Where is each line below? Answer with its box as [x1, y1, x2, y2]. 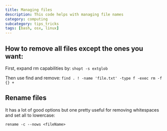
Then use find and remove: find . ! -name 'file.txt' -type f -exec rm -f [5, 75, 162, 81]
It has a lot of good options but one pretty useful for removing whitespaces [5, 107, 160, 113]
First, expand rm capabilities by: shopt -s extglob [5, 65, 108, 71]
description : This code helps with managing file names [5, 12, 124, 17]
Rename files [5, 94, 47, 102]
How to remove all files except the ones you [5, 44, 144, 53]
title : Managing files [5, 7, 52, 12]
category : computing [5, 16, 48, 21]
